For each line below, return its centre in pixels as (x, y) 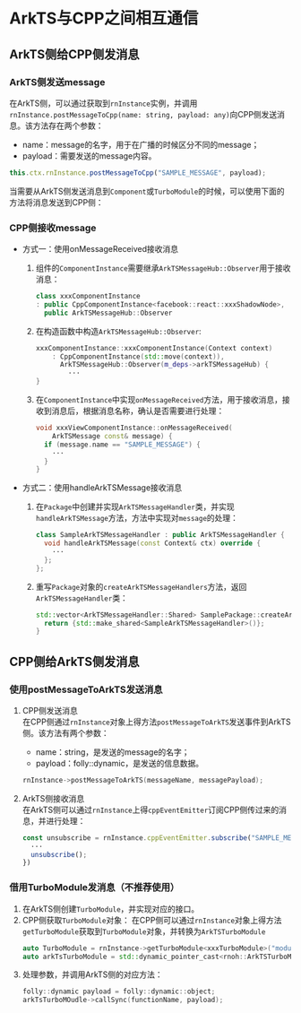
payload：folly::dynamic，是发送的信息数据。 (120, 763)
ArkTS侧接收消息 (53, 798)
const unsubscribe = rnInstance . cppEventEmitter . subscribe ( (137, 838)
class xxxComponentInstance (88, 297)
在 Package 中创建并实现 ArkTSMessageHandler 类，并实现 (135, 506)
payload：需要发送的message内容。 (89, 156)
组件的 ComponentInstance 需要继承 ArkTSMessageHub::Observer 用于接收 (163, 268)
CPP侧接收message (53, 228)
